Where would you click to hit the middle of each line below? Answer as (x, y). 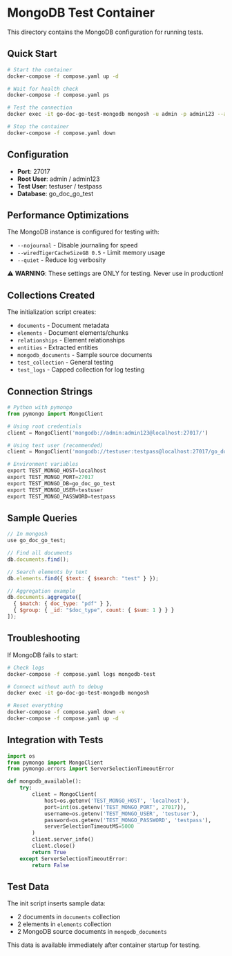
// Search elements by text (48, 572)
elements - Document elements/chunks (73, 333)
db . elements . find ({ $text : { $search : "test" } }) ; (83, 578)
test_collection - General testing (65, 363)
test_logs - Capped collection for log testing (81, 370)
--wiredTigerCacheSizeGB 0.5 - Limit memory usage (91, 253)
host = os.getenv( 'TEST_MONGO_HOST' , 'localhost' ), (117, 801)
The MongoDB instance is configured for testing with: (84, 232)
